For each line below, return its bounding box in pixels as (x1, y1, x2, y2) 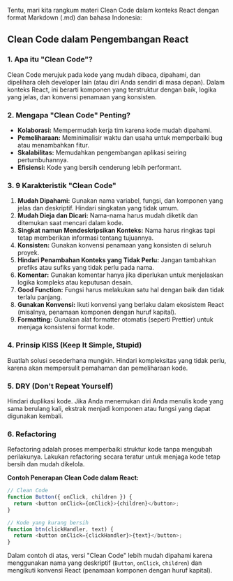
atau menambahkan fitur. (17, 141, 89, 149)
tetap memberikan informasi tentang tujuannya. (17, 234, 154, 242)
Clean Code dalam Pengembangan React (7, 34, 189, 45)
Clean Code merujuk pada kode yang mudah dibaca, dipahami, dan (7, 70, 201, 79)
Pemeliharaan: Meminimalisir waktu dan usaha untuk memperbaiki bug (17, 133, 223, 142)
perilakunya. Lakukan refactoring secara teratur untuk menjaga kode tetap (7, 452, 221, 461)
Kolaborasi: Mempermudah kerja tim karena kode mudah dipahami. (17, 126, 212, 134)
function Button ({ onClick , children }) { (7, 494, 133, 501)
